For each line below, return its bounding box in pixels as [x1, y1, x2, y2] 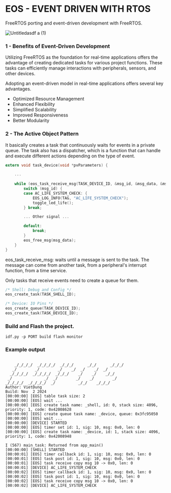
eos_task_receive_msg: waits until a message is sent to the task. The [5, 256, 150, 263]
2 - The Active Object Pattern [5, 130, 79, 137]
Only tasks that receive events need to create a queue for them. [5, 277, 139, 284]
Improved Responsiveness [12, 112, 69, 118]
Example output [5, 346, 45, 353]
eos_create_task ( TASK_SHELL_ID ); [5, 292, 76, 297]
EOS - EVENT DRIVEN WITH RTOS [5, 3, 151, 15]
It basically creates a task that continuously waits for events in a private [5, 142, 155, 148]
